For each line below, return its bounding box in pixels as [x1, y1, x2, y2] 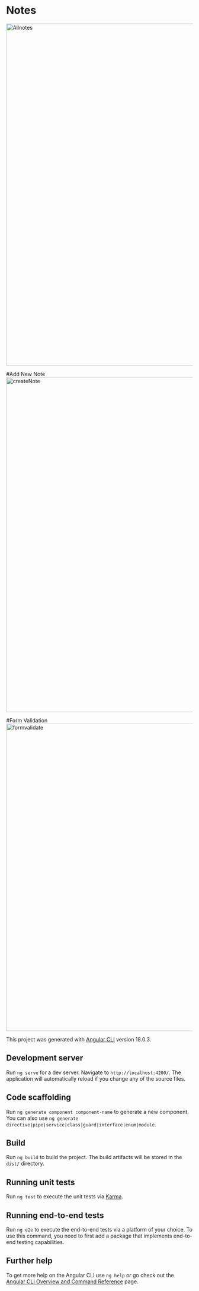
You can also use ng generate [6, 1115, 79, 1122]
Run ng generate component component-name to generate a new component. [6, 1108, 190, 1115]
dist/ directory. [6, 1160, 44, 1167]
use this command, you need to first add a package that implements [6, 1232, 172, 1239]
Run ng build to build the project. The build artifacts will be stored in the [6, 1154, 182, 1161]
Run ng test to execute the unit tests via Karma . [6, 1193, 123, 1200]
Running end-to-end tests [6, 1210, 104, 1220]
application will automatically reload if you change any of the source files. [6, 1075, 185, 1082]
